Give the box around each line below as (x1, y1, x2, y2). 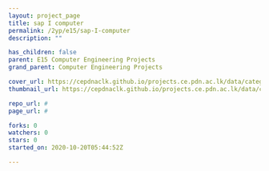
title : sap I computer (8, 19, 84, 27)
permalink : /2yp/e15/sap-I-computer (8, 26, 130, 34)
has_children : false (8, 49, 78, 57)
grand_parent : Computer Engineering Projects (8, 63, 163, 72)
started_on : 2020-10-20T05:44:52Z (8, 144, 124, 152)
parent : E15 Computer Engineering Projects (8, 56, 156, 64)
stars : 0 (8, 137, 38, 145)
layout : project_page (8, 11, 81, 20)
